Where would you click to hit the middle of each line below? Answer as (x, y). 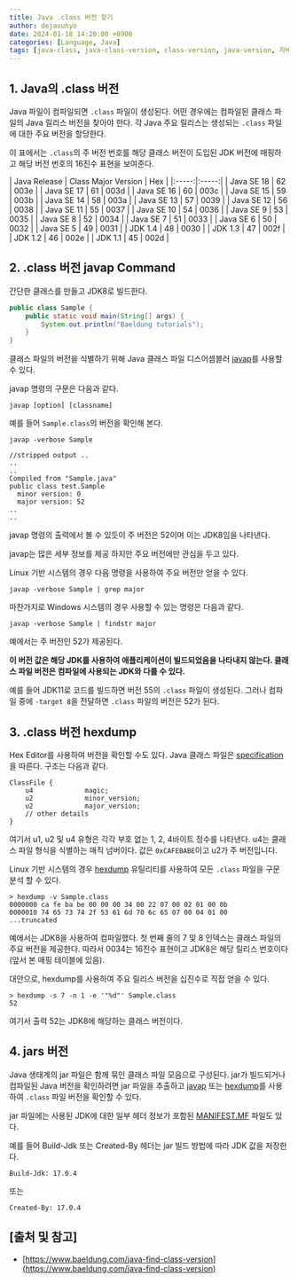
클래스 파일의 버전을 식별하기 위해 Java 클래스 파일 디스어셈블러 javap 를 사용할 (146, 359)
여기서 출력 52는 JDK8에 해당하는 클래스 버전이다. (96, 1021)
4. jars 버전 (39, 1052)
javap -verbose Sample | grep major (77, 590)
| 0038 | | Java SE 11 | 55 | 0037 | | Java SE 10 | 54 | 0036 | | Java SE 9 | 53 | (149, 209)
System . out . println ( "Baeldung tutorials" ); (122, 325)
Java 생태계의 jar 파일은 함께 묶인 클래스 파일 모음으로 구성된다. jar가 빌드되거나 (148, 1075)
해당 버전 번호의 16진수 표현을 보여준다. (86, 163)
